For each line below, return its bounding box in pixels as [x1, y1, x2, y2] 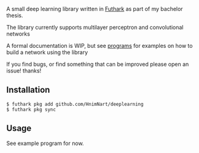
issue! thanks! [6, 67, 42, 74]
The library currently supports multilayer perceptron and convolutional [6, 24, 184, 31]
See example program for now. [6, 139, 84, 147]
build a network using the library [6, 49, 88, 56]
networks [6, 30, 31, 37]
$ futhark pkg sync [6, 106, 56, 112]
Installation [6, 85, 50, 95]
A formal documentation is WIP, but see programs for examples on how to [6, 42, 193, 49]
